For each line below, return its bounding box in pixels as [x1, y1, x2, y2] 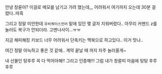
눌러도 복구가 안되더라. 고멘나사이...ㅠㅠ [5, 27, 81, 33]
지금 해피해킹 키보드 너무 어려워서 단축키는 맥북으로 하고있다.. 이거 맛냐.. [5, 37, 143, 43]
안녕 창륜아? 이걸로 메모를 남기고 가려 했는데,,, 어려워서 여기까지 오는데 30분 [5, 4, 151, 10]
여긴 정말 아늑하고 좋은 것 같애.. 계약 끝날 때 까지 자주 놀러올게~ [5, 48, 126, 53]
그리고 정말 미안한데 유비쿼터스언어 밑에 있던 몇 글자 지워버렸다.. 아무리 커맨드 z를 [5, 21, 158, 26]
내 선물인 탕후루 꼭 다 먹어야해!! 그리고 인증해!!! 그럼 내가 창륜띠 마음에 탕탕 [5, 58, 148, 63]
